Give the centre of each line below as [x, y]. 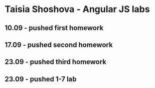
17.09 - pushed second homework [59, 45]
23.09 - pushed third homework [55, 62]
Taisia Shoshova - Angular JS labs [77, 9]
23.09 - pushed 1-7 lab [41, 79]
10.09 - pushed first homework [54, 28]
